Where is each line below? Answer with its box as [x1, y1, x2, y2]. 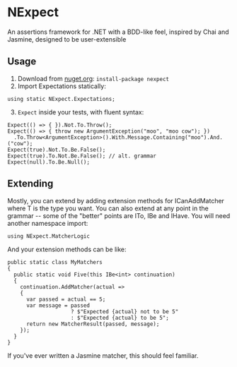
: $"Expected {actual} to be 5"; [70, 314, 170, 321]
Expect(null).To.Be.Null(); [7, 158, 91, 166]
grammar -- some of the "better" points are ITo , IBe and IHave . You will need [7, 211, 231, 219]
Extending [7, 178, 54, 190]
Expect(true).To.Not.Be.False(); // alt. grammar [7, 152, 157, 160]
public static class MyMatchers [7, 258, 103, 265]
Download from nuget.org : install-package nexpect [17, 74, 170, 83]
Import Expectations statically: [17, 82, 106, 90]
